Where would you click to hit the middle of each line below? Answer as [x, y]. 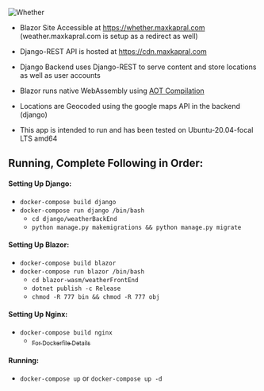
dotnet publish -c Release [76, 288]
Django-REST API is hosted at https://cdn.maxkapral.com [113, 51]
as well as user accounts [60, 75]
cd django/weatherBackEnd [74, 219]
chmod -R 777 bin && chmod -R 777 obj [96, 297]
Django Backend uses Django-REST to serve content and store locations [138, 67]
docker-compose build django [68, 202]
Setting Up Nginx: [38, 315]
